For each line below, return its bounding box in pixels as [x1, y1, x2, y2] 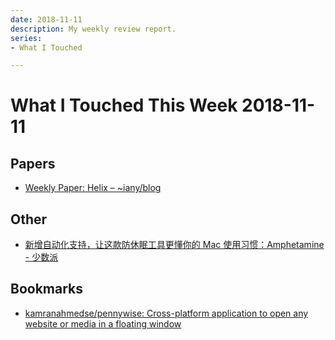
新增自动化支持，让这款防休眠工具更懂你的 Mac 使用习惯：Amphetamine [24, 239, 325, 251]
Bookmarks [10, 281, 84, 298]
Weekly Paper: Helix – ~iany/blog [24, 182, 162, 194]
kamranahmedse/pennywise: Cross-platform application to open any [24, 307, 309, 319]
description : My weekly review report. [10, 24, 177, 34]
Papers [10, 155, 56, 172]
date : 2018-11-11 [10, 14, 83, 25]
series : [10, 33, 43, 43]
